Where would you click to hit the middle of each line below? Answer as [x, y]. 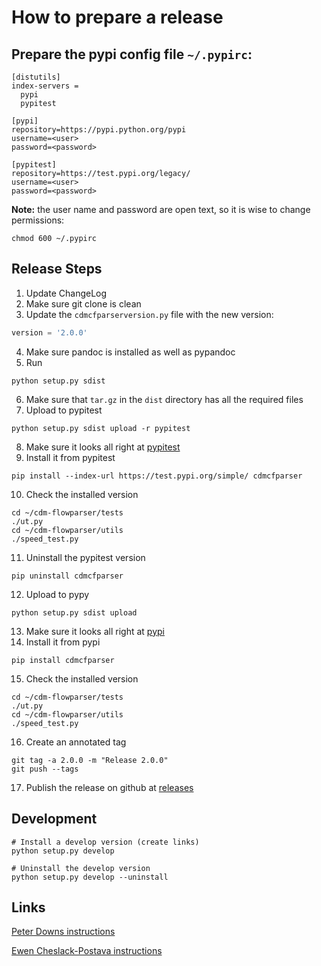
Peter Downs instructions [63, 932]
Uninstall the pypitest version [85, 557]
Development [54, 819]
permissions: [38, 220]
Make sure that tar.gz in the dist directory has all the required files [164, 399]
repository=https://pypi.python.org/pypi [99, 130]
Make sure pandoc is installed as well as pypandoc [130, 352]
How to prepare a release [117, 17]
